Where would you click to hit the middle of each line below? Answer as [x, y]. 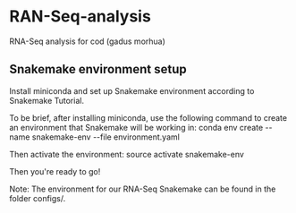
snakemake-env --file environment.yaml [106, 137]
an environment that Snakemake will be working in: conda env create [136, 127]
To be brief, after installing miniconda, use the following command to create [148, 117]
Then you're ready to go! [55, 171]
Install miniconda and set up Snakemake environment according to [132, 90]
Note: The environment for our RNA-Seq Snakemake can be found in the [143, 189]
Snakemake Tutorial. [47, 100]
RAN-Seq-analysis [80, 17]
